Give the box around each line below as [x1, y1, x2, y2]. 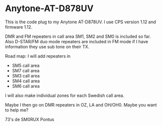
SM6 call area [12, 83, 40, 89]
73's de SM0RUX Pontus [5, 116, 54, 122]
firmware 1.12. [5, 24, 32, 30]
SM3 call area [12, 73, 40, 79]
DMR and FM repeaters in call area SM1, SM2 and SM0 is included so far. [5, 33, 151, 39]
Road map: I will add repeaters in [5, 53, 71, 59]
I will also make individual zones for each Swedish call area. [5, 93, 125, 98]
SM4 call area [12, 78, 40, 84]
